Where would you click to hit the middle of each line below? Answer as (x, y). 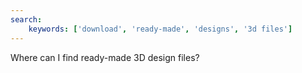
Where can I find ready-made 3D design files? (105, 57)
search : (26, 19)
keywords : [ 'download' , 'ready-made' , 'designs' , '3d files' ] (160, 29)
